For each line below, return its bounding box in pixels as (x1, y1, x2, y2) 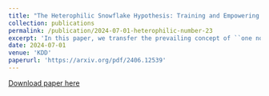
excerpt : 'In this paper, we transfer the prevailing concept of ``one (8, 34, 252, 42)
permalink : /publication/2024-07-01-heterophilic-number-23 (8, 26, 214, 34)
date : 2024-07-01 (8, 42, 66, 50)
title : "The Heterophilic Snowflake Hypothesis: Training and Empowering (8, 11, 260, 20)
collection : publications (8, 19, 94, 27)
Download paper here (8, 78, 80, 88)
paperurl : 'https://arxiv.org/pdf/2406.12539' (8, 57, 167, 65)
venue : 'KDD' (8, 49, 52, 57)
